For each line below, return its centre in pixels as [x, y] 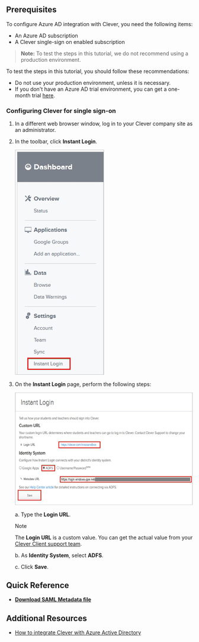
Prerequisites [31, 10]
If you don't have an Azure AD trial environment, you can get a [91, 89]
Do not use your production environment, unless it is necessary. [92, 83]
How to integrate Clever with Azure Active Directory [78, 632]
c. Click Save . [31, 567]
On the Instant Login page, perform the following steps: [83, 384]
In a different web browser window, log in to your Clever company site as [104, 124]
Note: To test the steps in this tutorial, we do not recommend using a [104, 53]
